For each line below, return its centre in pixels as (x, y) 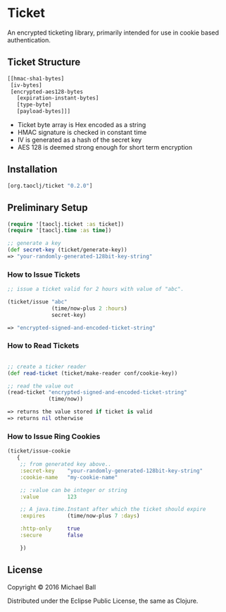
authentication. (29, 40)
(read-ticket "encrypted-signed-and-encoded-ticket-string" (98, 392)
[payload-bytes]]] (44, 112)
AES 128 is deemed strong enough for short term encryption (105, 147)
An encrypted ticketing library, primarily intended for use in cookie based (113, 32)
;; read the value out (40, 386)
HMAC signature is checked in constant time (82, 132)
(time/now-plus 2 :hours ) (90, 308)
